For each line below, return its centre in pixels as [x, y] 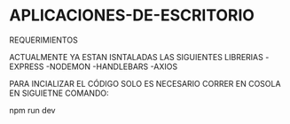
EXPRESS [27, 66]
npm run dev [32, 110]
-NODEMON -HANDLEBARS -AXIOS [112, 66]
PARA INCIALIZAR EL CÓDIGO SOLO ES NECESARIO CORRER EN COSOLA [145, 83]
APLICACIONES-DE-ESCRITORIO [132, 15]
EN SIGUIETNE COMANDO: [59, 93]
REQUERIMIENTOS [43, 40]
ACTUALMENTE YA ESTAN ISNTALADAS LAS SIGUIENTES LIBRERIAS [136, 57]
